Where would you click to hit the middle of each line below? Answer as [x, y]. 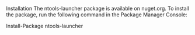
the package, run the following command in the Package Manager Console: [97, 15]
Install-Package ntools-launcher [45, 26]
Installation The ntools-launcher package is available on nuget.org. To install [98, 8]
